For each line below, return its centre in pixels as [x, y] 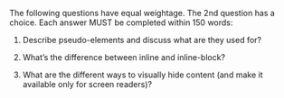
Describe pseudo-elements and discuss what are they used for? [142, 40]
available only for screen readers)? [87, 84]
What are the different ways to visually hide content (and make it [142, 75]
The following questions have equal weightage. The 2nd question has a [142, 13]
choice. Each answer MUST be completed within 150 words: [121, 22]
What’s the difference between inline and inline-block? [124, 57]
